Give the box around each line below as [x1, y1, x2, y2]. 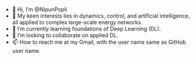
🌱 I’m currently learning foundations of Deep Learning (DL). [12, 25, 161, 32]
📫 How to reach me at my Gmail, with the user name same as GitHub [12, 38, 186, 46]
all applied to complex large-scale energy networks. [12, 19, 143, 26]
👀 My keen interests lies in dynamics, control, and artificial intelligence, [12, 12, 191, 19]
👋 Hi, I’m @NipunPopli [12, 6, 68, 13]
